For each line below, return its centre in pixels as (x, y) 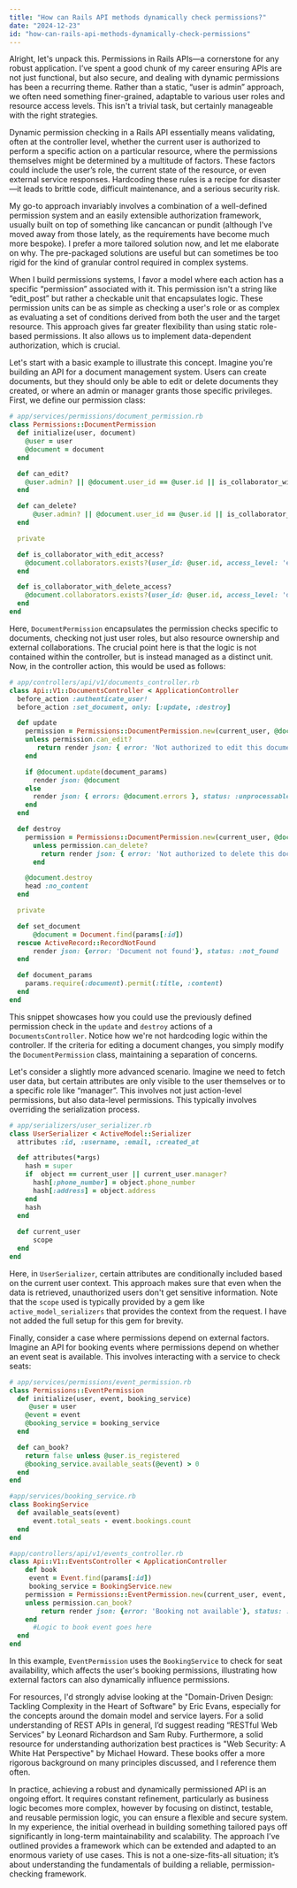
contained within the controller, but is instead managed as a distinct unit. (141, 657)
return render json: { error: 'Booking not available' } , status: (162, 1611)
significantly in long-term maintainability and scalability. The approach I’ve (145, 1836)
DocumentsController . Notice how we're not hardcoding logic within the (138, 1036)
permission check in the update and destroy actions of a (111, 1026)
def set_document (49, 926)
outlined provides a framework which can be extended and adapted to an (143, 1846)
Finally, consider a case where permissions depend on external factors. (139, 1337)
